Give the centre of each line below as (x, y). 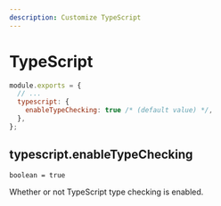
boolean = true (37, 175)
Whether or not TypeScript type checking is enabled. (106, 192)
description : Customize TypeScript (75, 17)
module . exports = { (45, 86)
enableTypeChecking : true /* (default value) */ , (119, 111)
